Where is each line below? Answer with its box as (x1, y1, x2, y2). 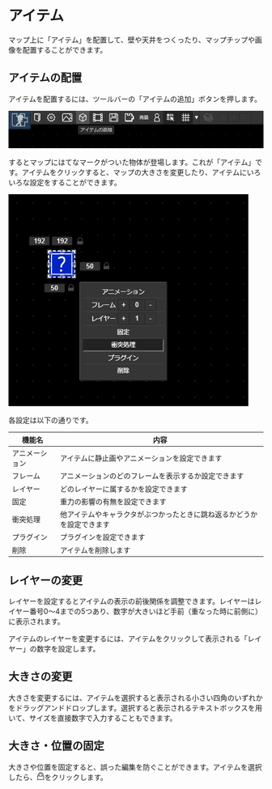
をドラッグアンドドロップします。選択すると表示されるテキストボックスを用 (8, 702, 263, 712)
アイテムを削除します (60, 545, 131, 554)
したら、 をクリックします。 (8, 772, 108, 782)
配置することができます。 (22, 45, 108, 54)
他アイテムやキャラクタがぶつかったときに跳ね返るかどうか (60, 510, 258, 520)
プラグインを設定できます (60, 532, 146, 542)
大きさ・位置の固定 (8, 739, 104, 753)
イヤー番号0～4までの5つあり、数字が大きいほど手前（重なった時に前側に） (8, 606, 263, 616)
